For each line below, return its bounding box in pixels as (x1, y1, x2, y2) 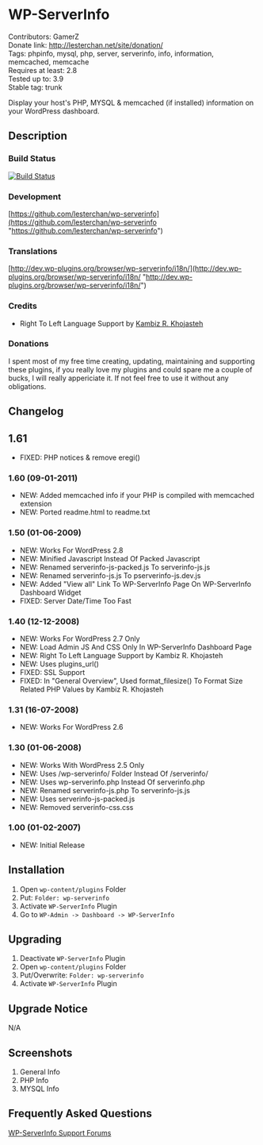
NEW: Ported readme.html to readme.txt (19, 507, 151, 517)
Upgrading (8, 933, 62, 946)
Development (8, 191, 62, 202)
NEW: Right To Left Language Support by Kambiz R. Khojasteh (19, 650, 223, 660)
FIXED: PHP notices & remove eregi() (19, 453, 140, 462)
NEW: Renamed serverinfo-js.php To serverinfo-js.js (19, 785, 190, 795)
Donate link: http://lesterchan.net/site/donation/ (8, 40, 164, 49)
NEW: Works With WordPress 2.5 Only (19, 760, 145, 769)
